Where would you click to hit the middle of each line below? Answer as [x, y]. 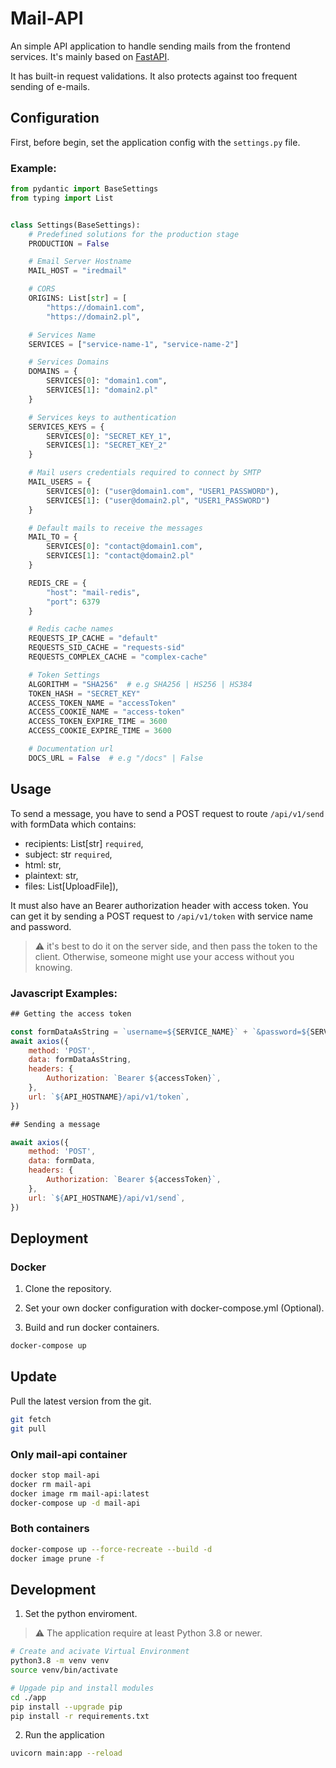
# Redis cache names [71, 629]
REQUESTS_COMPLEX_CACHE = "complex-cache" [118, 657]
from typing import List [62, 198]
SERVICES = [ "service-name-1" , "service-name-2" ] [134, 344]
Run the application [64, 1735]
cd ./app [28, 1697]
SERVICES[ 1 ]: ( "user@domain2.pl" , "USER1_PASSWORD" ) [158, 500]
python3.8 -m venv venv [60, 1661]
